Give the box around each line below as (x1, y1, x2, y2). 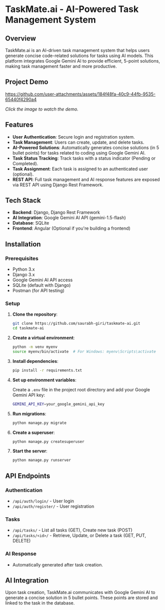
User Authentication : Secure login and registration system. (12, 134, 135, 140)
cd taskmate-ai (12, 326, 44, 331)
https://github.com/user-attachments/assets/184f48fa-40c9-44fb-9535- (5, 91, 156, 97)
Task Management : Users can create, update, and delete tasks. (12, 139, 144, 145)
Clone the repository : (12, 311, 58, 317)
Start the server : (12, 448, 47, 454)
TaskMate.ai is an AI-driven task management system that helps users (5, 48, 150, 53)
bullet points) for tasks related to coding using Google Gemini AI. (12, 150, 146, 156)
